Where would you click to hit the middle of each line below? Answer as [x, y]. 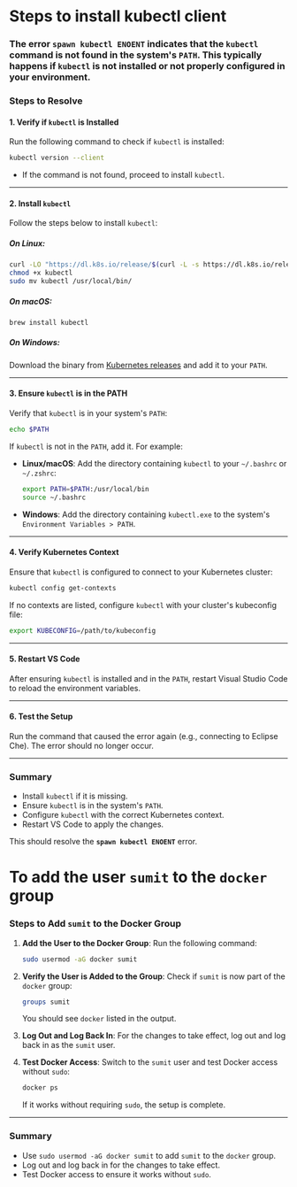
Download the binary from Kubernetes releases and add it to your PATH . [138, 365]
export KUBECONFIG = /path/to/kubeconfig [83, 630]
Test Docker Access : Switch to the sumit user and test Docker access [150, 1062]
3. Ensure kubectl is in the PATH [69, 393]
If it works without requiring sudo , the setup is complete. [124, 1105]
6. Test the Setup [41, 717]
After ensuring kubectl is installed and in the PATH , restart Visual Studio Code [148, 678]
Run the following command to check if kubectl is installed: [117, 142]
